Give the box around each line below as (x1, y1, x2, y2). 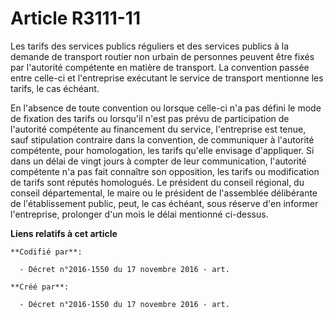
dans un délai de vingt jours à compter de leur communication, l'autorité (10, 155, 307, 167)
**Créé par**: (10, 282, 70, 292)
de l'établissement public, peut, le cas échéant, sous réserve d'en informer (10, 197, 319, 209)
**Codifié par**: (10, 247, 83, 257)
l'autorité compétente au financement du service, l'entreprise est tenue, (10, 123, 307, 135)
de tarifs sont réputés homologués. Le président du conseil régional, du (10, 176, 305, 188)
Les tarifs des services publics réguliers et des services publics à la (10, 40, 289, 52)
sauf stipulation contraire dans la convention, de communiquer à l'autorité (10, 133, 315, 146)
